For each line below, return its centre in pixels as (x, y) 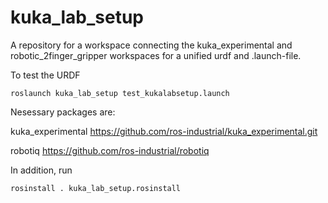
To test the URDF (45, 75)
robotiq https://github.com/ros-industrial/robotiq (110, 150)
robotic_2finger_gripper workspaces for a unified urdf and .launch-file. (156, 55)
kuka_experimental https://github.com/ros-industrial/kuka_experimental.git (164, 131)
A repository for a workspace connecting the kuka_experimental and (151, 45)
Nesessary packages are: (63, 112)
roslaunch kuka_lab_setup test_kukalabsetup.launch (120, 93)
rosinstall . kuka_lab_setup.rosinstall (96, 188)
